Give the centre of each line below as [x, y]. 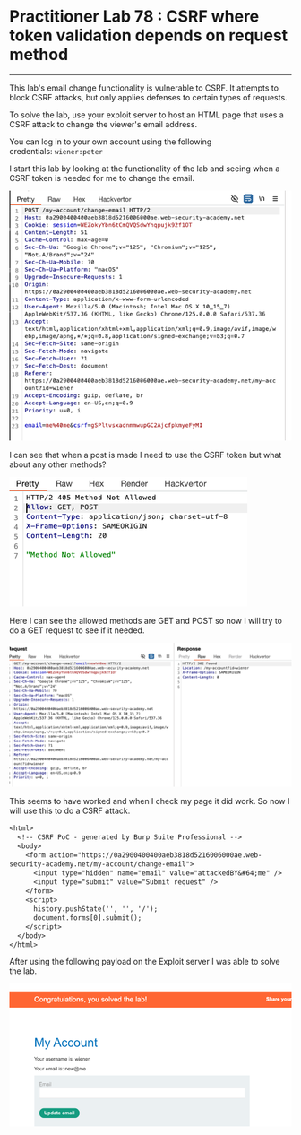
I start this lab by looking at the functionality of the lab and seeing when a [145, 169]
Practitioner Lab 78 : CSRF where [134, 17]
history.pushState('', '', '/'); [95, 909]
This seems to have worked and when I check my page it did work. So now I [150, 801]
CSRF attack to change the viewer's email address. [103, 124]
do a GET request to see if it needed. [77, 630]
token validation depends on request [149, 35]
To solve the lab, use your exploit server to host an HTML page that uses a [146, 115]
